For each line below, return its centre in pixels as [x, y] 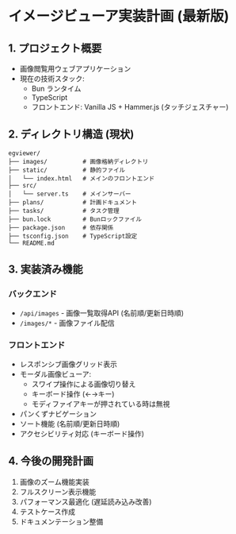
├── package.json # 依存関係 [61, 227]
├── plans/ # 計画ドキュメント [72, 202]
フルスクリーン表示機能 [58, 491]
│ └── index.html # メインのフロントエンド [82, 178]
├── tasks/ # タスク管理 [64, 211]
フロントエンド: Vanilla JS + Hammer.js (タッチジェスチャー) [130, 107]
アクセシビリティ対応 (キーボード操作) [82, 433]
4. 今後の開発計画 [51, 461]
